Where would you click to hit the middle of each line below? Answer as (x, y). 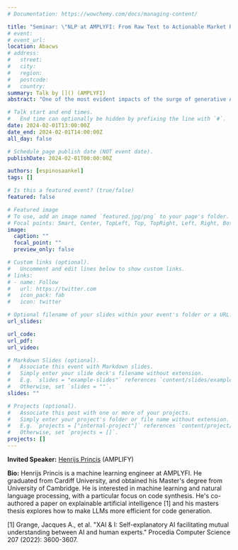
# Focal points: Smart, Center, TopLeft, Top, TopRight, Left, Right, (114, 223)
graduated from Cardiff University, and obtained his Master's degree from (115, 480)
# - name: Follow (33, 282)
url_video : (23, 347)
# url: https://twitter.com (52, 289)
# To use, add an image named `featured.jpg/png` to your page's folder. (119, 216)
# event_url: (27, 40)
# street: (25, 60)
